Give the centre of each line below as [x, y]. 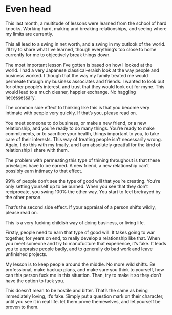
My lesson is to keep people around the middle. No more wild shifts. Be [80, 264]
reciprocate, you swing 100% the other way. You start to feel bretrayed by [83, 192]
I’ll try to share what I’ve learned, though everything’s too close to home [81, 49]
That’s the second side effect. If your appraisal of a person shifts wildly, [81, 207]
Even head [28, 9]
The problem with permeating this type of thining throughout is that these [83, 160]
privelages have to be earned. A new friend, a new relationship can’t [77, 165]
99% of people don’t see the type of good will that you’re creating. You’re [83, 181]
